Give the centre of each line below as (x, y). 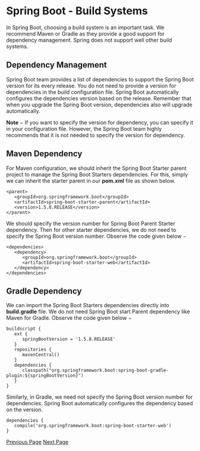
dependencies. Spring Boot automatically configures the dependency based (100, 403)
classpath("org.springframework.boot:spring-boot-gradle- (95, 370)
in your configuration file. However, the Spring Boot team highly (84, 128)
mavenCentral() (41, 355)
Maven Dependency (44, 154)
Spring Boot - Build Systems (77, 11)
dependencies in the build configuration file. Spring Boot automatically (93, 92)
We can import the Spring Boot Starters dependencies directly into (88, 305)
